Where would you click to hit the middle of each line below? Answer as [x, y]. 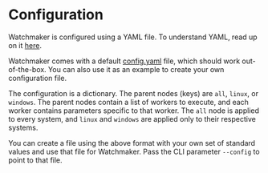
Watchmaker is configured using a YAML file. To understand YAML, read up [133, 37]
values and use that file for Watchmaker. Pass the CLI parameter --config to [134, 151]
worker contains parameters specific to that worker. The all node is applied [134, 111]
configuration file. [37, 78]
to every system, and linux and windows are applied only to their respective [132, 119]
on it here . [25, 45]
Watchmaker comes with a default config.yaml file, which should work [124, 61]
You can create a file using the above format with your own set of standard [132, 143]
